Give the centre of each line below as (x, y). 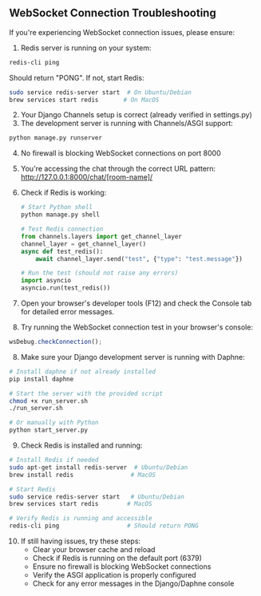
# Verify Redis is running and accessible (81, 519)
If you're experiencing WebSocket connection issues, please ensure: (122, 32)
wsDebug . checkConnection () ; (56, 342)
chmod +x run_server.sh (49, 401)
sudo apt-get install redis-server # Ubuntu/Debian (99, 467)
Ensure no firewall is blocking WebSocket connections (122, 566)
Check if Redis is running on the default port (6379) (117, 559)
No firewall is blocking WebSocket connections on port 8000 (121, 153)
